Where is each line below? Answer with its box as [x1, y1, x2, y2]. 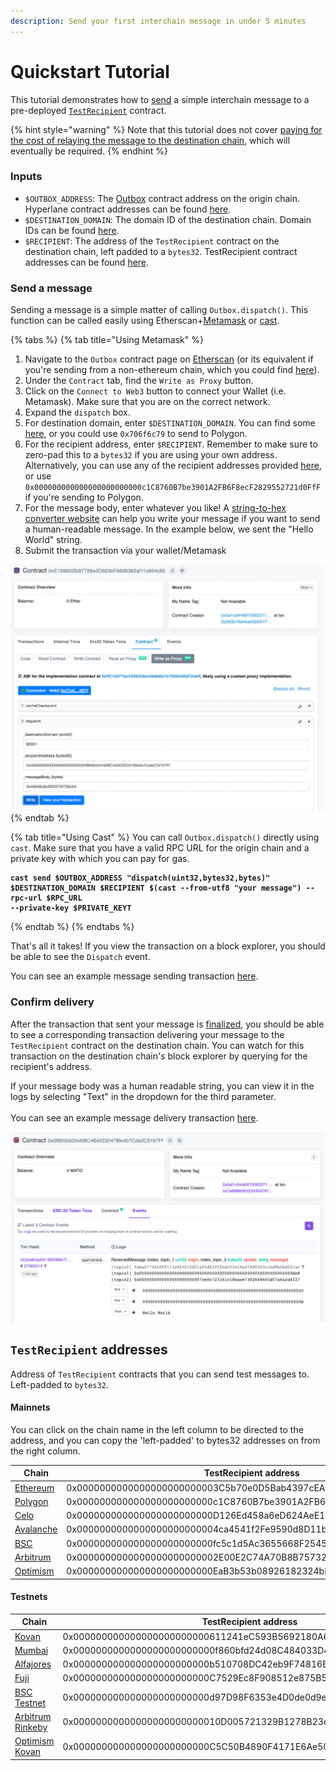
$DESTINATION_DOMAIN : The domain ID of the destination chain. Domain [24, 213, 312, 225]
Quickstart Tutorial [10, 60, 170, 83]
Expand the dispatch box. [24, 406, 131, 419]
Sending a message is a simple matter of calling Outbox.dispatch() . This [10, 304, 309, 316]
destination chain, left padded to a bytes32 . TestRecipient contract [24, 245, 298, 257]
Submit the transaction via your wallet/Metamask [24, 545, 227, 557]
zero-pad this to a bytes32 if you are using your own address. [24, 449, 278, 461]
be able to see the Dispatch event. [10, 951, 151, 963]
